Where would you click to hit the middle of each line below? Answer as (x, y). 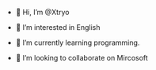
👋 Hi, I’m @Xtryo (42, 12)
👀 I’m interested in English (58, 27)
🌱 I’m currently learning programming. (78, 42)
